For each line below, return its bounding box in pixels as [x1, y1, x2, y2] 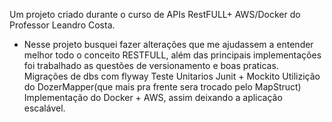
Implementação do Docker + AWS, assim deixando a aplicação [23, 92, 283, 103]
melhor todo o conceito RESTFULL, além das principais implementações [23, 49, 322, 61]
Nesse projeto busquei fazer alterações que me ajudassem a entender [23, 39, 314, 50]
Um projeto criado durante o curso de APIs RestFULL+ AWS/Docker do [9, 9, 301, 20]
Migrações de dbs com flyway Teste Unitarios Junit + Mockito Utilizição [23, 70, 321, 82]
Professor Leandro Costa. [9, 19, 116, 31]
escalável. [23, 102, 66, 114]
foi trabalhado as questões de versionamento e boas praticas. [23, 60, 279, 71]
